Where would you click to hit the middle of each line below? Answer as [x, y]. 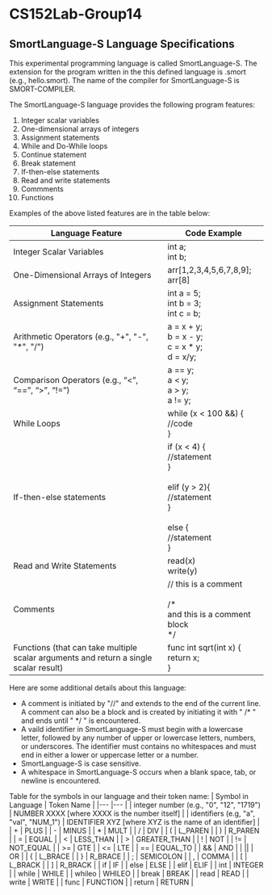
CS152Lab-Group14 [76, 14]
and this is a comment [209, 614]
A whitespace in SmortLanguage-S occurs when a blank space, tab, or [138, 772]
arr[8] [179, 280]
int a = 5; [184, 293]
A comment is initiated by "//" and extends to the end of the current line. [141, 703]
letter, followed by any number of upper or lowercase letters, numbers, [138, 737]
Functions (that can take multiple [75, 647]
